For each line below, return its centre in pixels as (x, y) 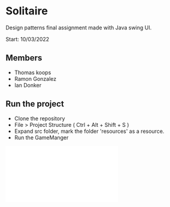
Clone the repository (40, 118)
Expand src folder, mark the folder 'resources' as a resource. (89, 131)
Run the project (35, 104)
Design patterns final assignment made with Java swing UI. (79, 28)
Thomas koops (33, 72)
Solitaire (27, 11)
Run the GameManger (41, 137)
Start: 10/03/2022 (28, 39)
